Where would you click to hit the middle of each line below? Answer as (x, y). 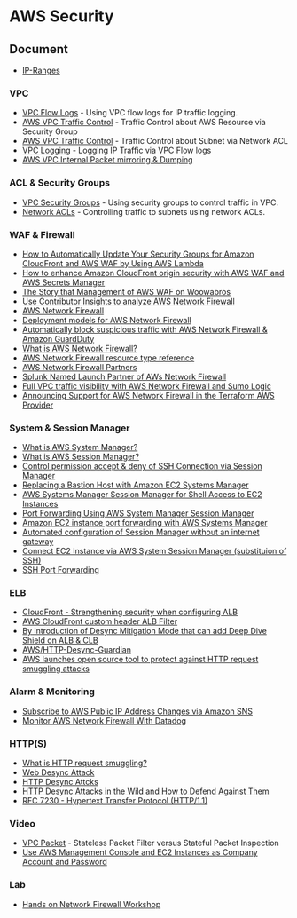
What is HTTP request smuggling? (85, 763)
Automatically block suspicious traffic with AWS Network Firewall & (145, 329)
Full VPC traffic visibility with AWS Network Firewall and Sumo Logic (147, 386)
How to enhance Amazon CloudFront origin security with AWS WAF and (153, 273)
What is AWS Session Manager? (81, 457)
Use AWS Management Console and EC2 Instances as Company (140, 852)
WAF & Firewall (42, 234)
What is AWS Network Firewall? (79, 348)
